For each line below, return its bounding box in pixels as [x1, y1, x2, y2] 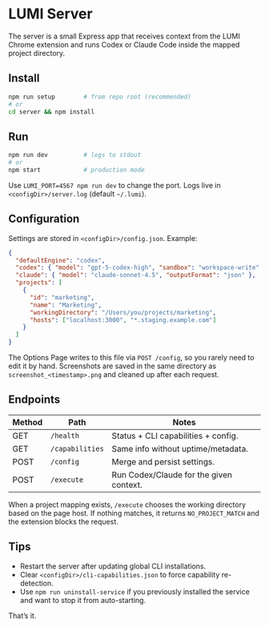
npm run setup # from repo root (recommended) [8, 93, 192, 101]
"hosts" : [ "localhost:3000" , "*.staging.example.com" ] [29, 316, 217, 324]
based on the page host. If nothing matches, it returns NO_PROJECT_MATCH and [8, 508, 260, 517]
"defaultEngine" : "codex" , [15, 256, 106, 264]
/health [50, 431, 80, 440]
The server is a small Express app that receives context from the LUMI [8, 31, 240, 41]
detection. [19, 578, 54, 588]
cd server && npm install [8, 107, 94, 116]
